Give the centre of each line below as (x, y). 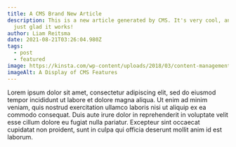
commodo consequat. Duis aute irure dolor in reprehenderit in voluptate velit (118, 114)
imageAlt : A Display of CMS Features (63, 72)
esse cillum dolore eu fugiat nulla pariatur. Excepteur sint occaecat (104, 122)
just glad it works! (44, 27)
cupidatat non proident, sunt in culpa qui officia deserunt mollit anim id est (115, 129)
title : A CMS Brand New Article (54, 14)
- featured (29, 59)
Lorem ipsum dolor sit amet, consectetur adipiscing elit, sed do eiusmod (112, 92)
